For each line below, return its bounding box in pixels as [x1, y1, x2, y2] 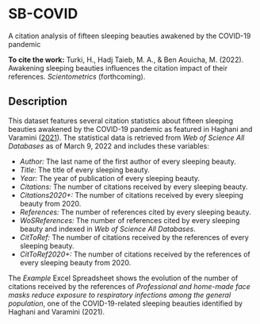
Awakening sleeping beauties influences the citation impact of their [8, 63, 228, 72]
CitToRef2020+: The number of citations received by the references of [19, 249, 251, 259]
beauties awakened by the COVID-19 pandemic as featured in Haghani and [8, 124, 253, 133]
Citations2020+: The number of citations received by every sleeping [19, 190, 244, 199]
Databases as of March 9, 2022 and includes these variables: [8, 141, 210, 151]
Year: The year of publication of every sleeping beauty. [19, 173, 201, 183]
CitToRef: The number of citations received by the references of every [19, 232, 250, 242]
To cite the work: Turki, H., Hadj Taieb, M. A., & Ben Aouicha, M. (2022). [8, 55, 244, 64]
